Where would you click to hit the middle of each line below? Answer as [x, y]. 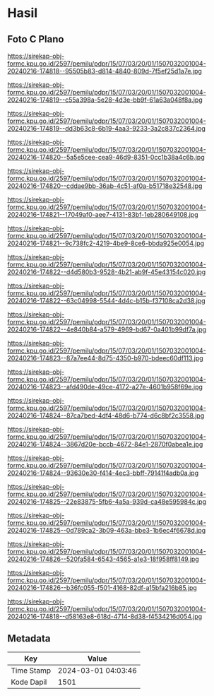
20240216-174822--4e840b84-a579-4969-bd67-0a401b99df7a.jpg [107, 329]
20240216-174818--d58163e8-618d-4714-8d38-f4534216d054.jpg [105, 617]
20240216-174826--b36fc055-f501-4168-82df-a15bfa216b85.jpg [102, 588]
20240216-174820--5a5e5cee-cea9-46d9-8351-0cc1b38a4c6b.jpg [106, 157]
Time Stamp [31, 671]
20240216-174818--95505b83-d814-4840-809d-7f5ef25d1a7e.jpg [105, 71]
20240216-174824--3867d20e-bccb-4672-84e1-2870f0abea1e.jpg [105, 444]
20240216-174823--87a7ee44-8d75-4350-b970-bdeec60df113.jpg [105, 358]
